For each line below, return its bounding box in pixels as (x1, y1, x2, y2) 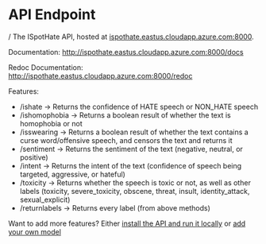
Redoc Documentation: (8, 62, 83, 72)
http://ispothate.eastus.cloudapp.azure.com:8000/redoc (8, 71, 193, 80)
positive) (19, 153, 49, 162)
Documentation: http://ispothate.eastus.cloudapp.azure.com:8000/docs (8, 47, 244, 56)
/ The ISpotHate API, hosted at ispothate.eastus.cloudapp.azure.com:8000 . (8, 32, 254, 41)
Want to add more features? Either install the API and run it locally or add (8, 219, 246, 228)
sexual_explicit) (19, 195, 71, 204)
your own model (8, 227, 62, 236)
